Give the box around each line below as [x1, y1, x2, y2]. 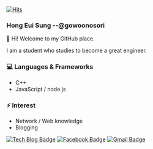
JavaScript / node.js [15, 85, 66, 93]
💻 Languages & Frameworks [6, 63, 94, 71]
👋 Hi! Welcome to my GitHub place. [6, 35, 95, 42]
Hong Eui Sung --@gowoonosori [6, 21, 105, 29]
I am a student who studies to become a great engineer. [6, 47, 147, 55]
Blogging [15, 123, 39, 131]
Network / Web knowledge [15, 117, 83, 124]
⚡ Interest [6, 101, 36, 110]
